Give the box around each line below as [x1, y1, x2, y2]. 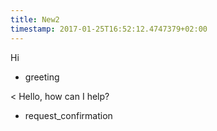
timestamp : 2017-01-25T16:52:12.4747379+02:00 [10, 24, 208, 34]
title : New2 [10, 14, 60, 25]
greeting [24, 71, 60, 83]
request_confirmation [24, 109, 113, 121]
